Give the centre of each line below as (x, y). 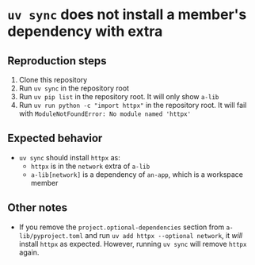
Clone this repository (53, 80)
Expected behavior (55, 138)
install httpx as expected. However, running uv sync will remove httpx (133, 244)
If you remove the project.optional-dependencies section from (122, 227)
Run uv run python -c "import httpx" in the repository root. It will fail (133, 105)
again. (29, 252)
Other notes (38, 208)
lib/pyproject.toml (51, 236)
